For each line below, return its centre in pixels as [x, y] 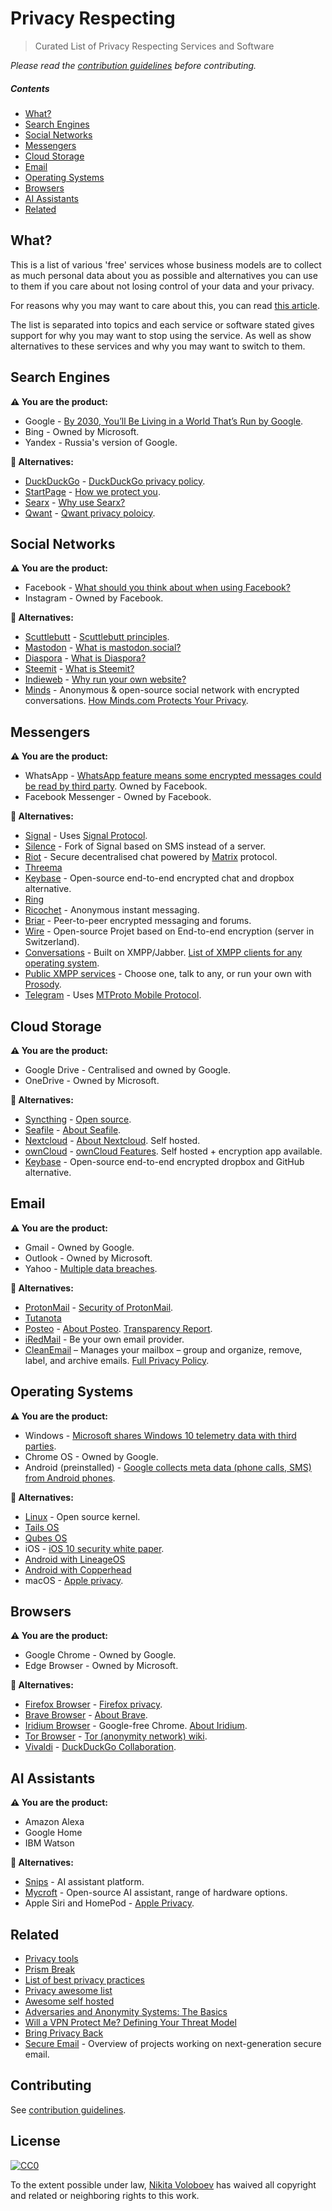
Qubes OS [46, 1538]
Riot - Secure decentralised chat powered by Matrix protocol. [151, 857]
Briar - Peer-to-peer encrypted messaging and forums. [138, 921]
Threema [43, 868]
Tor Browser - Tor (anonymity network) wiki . [116, 1736]
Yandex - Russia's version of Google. [101, 442]
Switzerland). [52, 942]
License [35, 2141]
